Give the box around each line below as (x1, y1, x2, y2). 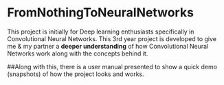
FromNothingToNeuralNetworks (7, 5, 194, 21)
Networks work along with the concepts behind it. (7, 49, 148, 58)
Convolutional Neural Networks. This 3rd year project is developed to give (7, 34, 216, 42)
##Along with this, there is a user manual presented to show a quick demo (7, 62, 218, 71)
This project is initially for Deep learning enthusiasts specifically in (7, 27, 194, 36)
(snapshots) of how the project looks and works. (7, 70, 144, 78)
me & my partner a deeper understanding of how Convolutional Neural (7, 42, 209, 50)
